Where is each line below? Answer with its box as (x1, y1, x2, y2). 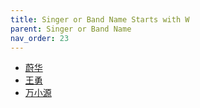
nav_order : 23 (10, 33, 70, 43)
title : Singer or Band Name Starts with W (10, 14, 190, 25)
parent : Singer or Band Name (10, 24, 132, 34)
